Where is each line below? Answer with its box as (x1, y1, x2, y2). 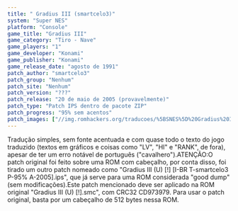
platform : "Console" (7, 23, 69, 30)
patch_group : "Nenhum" (7, 76, 74, 84)
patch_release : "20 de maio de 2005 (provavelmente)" (7, 96, 170, 103)
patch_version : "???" (7, 89, 72, 96)
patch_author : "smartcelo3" (7, 69, 91, 76)
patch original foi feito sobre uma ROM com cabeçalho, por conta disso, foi (7, 157, 227, 166)
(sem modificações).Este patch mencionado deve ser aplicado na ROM (7, 180, 215, 188)
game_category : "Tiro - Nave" (7, 37, 97, 44)
